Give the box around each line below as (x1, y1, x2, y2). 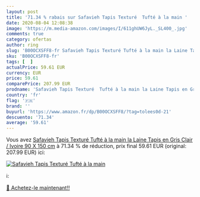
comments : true (6, 31, 44, 37)
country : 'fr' (6, 92, 42, 98)
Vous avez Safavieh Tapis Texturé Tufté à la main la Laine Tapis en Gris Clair (6, 136, 193, 143)
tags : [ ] (6, 59, 33, 64)
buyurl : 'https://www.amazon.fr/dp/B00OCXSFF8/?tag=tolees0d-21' (6, 109, 171, 115)
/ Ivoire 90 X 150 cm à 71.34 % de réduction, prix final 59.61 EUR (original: (6, 143, 187, 150)
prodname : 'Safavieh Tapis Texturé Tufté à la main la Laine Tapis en (6, 87, 187, 93)
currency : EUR (6, 70, 42, 76)
